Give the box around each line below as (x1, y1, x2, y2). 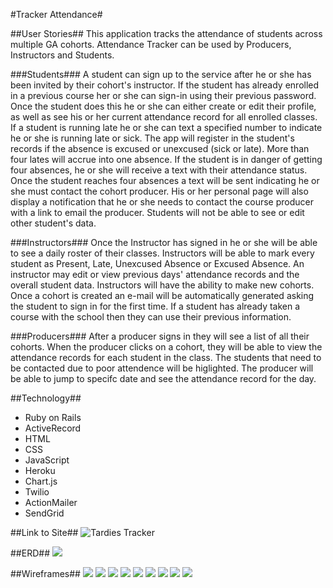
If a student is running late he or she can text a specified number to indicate (10, 122, 323, 133)
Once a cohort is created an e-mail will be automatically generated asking (10, 290, 315, 301)
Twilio (24, 486, 50, 498)
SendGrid (24, 507, 65, 519)
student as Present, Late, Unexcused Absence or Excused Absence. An (10, 258, 305, 269)
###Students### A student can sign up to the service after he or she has (10, 69, 312, 80)
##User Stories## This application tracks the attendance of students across (10, 28, 323, 39)
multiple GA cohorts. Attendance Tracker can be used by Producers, (10, 39, 292, 50)
